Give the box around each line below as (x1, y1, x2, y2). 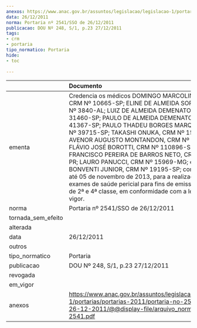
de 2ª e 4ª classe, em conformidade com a (69, 188, 187, 196)
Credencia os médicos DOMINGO (69, 92, 161, 100)
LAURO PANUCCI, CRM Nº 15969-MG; (79, 158, 189, 166)
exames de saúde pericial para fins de (69, 180, 174, 188)
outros (9, 242, 28, 250)
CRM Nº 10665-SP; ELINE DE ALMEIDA (69, 99, 180, 108)
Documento (69, 82, 103, 90)
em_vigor (9, 280, 34, 289)
